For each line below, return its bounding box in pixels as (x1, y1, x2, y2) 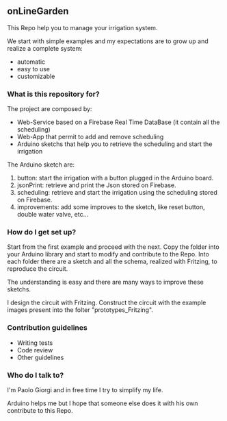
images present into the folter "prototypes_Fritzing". (7, 306, 154, 314)
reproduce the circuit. (7, 265, 68, 273)
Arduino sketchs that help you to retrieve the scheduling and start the (16, 140, 213, 148)
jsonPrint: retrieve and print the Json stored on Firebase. (16, 181, 176, 189)
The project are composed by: (7, 105, 92, 113)
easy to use (16, 64, 50, 73)
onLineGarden (7, 5, 69, 17)
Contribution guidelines (7, 323, 88, 333)
